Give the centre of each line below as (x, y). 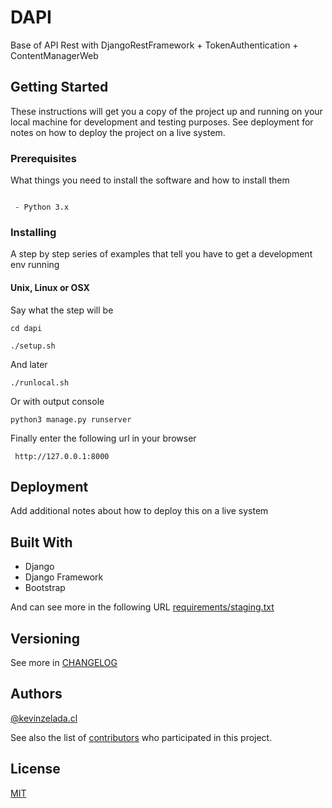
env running (35, 265)
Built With (41, 542)
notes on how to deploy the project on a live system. (118, 132)
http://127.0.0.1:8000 (62, 456)
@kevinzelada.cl (44, 718)
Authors (36, 694)
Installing (33, 232)
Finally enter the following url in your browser (103, 438)
